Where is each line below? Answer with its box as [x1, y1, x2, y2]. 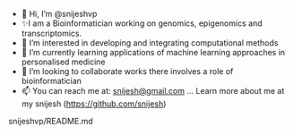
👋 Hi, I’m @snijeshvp [21, 9, 98, 19]
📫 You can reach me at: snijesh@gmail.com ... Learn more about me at [21, 86, 285, 96]
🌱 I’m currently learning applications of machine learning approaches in [21, 47, 286, 57]
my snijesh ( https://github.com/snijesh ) [21, 98, 167, 109]
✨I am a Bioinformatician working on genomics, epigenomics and [21, 18, 263, 29]
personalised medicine [21, 56, 106, 67]
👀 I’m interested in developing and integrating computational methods [21, 38, 279, 48]
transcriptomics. [21, 28, 82, 38]
